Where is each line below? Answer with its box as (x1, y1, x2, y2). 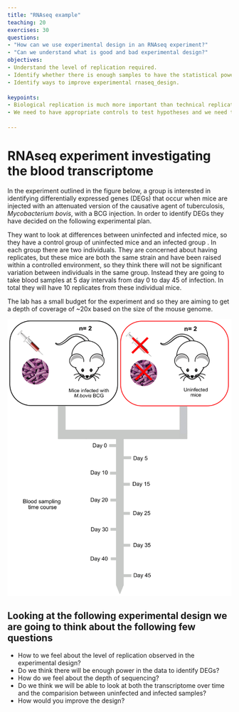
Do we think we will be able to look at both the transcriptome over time (17, 681, 225, 689)
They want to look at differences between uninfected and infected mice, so (7, 230, 228, 239)
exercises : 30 (7, 26, 50, 33)
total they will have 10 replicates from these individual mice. (7, 283, 182, 291)
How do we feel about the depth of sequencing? (17, 674, 159, 682)
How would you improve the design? (17, 696, 125, 705)
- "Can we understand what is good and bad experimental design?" (7, 49, 208, 56)
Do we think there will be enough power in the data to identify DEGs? (17, 666, 220, 674)
